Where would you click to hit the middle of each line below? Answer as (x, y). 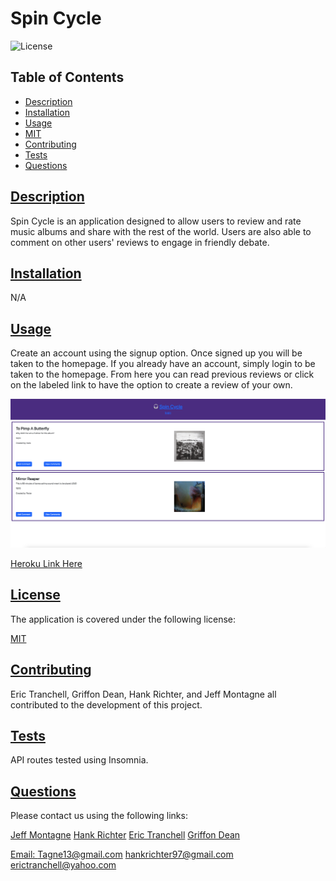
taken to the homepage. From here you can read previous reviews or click (162, 374)
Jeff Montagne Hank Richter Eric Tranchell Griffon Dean (125, 835)
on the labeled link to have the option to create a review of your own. (151, 385)
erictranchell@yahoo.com (63, 865)
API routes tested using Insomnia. (79, 760)
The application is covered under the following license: (123, 619)
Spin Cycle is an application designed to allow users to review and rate (156, 221)
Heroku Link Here (46, 563)
